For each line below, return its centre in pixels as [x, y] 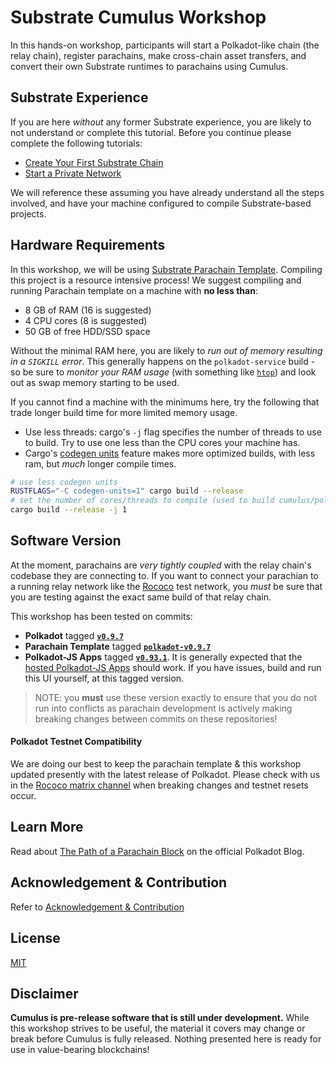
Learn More [47, 827]
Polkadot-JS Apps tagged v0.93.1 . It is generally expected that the [163, 657]
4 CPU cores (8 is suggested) [86, 320]
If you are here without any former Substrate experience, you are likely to [161, 122]
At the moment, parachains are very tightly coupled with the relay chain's [161, 565]
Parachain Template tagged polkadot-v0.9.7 [118, 646]
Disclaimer [44, 993]
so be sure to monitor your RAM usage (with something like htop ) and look [163, 372]
